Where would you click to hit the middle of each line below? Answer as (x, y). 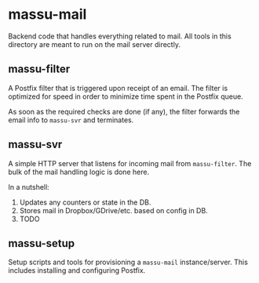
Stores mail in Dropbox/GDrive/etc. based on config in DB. (113, 210)
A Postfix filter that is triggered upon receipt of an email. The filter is (118, 88)
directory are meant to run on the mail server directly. (94, 44)
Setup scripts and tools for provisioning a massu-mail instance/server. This (128, 262)
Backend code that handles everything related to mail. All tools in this (120, 36)
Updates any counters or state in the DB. (85, 202)
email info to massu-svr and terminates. (71, 120)
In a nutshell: (29, 187)
